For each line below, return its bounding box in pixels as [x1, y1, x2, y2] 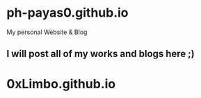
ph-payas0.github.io [6, 5, 129, 21]
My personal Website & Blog [6, 28, 88, 36]
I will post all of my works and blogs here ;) [6, 48, 195, 60]
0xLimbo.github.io [6, 76, 116, 92]
